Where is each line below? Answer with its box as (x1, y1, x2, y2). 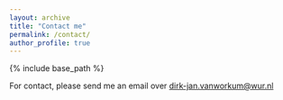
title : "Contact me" (9, 22, 87, 31)
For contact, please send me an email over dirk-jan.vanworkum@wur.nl (9, 80, 274, 91)
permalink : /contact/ (9, 30, 91, 39)
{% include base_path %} (9, 63, 105, 74)
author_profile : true (9, 38, 91, 48)
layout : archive (9, 13, 70, 23)
